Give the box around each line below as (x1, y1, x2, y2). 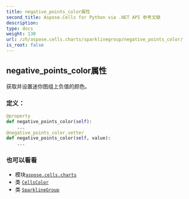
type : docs (6, 25, 33, 32)
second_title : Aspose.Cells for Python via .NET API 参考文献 (6, 14, 161, 20)
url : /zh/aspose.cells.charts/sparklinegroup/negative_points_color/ (6, 36, 184, 42)
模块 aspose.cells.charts (14, 171, 77, 178)
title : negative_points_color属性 (6, 8, 91, 15)
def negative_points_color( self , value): (6, 135, 111, 141)
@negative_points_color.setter (6, 130, 84, 136)
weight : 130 (6, 31, 36, 37)
